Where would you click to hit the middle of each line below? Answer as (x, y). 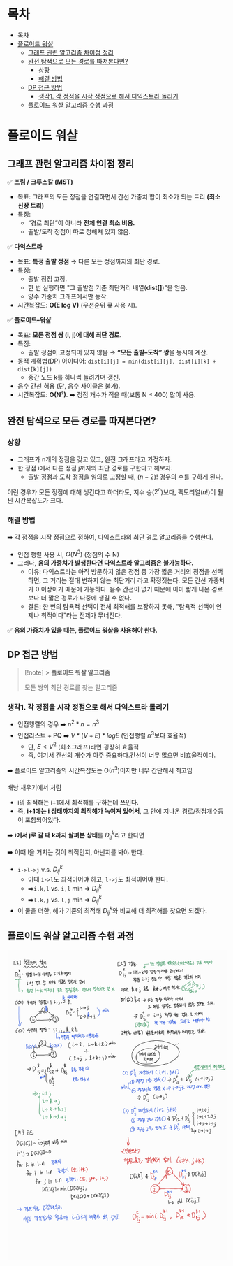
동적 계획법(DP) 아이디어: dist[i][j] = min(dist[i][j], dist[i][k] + (116, 361)
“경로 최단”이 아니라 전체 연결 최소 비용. (81, 223)
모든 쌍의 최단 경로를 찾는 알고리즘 (71, 688)
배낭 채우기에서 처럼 (34, 787)
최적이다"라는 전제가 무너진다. (82, 615)
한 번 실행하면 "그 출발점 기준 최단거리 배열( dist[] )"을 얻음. (108, 287)
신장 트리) (30, 205)
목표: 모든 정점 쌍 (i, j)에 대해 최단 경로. (69, 335)
